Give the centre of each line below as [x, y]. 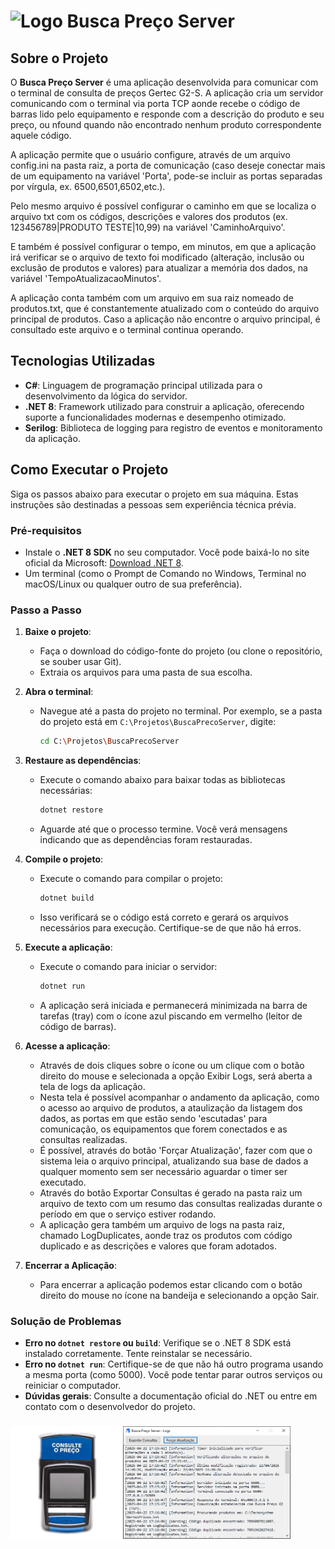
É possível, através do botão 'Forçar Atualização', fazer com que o [176, 1150]
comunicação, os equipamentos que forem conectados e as [163, 1129]
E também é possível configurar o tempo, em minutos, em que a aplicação [163, 246]
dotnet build [67, 898]
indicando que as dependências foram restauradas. [146, 839]
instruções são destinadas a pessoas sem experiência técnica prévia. [153, 504]
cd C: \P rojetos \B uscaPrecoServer [109, 741]
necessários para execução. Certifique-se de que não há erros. [170, 927]
